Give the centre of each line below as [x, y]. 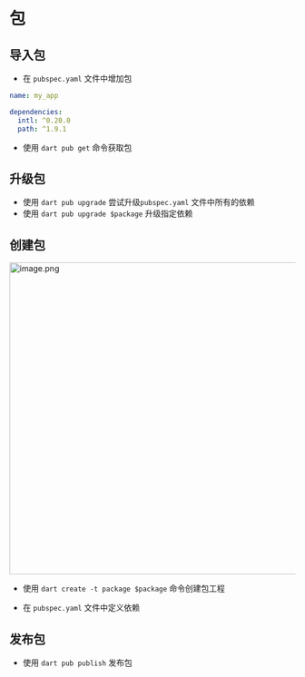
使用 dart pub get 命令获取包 [77, 147]
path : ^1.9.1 [42, 129]
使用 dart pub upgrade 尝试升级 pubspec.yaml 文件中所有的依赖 [139, 202]
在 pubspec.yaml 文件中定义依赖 [81, 608]
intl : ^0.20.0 [44, 120]
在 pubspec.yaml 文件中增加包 [77, 78]
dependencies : [36, 112]
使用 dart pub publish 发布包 [78, 662]
